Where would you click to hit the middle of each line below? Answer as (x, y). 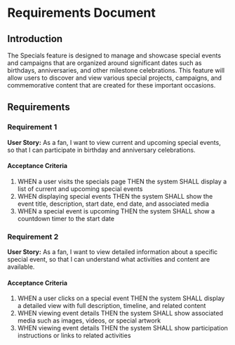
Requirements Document (82, 13)
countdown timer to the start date (66, 218)
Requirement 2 (33, 237)
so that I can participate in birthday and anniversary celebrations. (101, 150)
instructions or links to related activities (74, 336)
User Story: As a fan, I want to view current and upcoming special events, (114, 142)
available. (21, 267)
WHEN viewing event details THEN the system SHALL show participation (122, 328)
